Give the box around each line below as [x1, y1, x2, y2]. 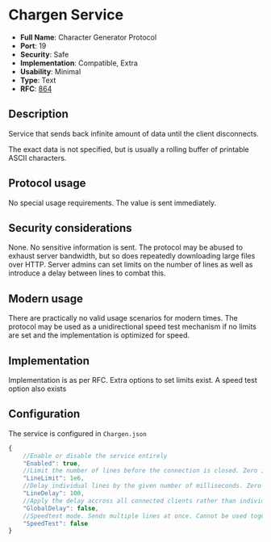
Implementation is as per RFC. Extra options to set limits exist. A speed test [8, 376, 258, 384]
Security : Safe [19, 49, 69, 59]
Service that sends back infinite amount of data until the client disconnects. [8, 128, 260, 138]
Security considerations [8, 221, 132, 235]
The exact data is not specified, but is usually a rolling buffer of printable [8, 144, 250, 154]
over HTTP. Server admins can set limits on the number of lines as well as [8, 260, 253, 270]
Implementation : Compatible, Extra [19, 58, 139, 68]
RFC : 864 [19, 83, 52, 94]
